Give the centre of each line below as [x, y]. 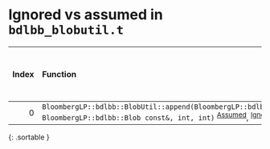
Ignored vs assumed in [86, 15]
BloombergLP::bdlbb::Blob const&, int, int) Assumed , [145, 117]
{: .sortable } [29, 137]
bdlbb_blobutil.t [66, 30]
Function [59, 74]
